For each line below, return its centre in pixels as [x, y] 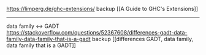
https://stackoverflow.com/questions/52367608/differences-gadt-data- [97, 32]
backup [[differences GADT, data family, [143, 39]
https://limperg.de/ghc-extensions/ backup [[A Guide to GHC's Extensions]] [102, 9]
